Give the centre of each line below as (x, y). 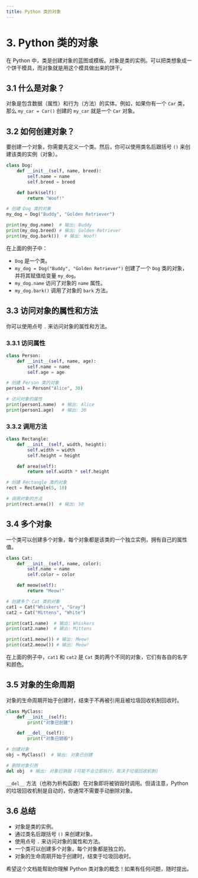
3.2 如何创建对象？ (40, 131)
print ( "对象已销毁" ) (51, 739)
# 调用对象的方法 (24, 499)
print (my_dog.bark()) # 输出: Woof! (52, 236)
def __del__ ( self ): (41, 733)
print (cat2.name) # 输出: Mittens (49, 629)
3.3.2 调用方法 (27, 426)
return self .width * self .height (69, 472)
